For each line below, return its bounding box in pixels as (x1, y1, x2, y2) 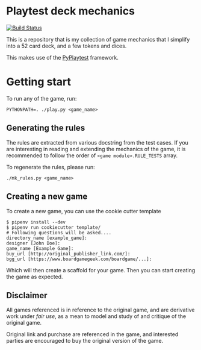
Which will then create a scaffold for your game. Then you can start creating (6, 266, 196, 273)
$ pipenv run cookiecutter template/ (6, 224, 101, 230)
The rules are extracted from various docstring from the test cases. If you (6, 139, 188, 146)
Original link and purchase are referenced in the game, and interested (6, 331, 179, 338)
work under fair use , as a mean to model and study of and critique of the (6, 313, 187, 320)
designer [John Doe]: (6, 240, 61, 246)
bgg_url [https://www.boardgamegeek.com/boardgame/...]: (6, 256, 152, 262)
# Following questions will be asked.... (6, 230, 112, 236)
